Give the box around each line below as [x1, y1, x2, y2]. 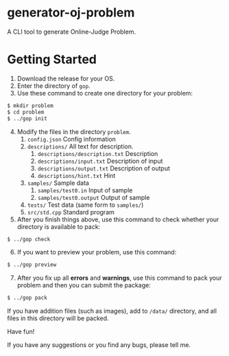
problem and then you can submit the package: [16, 281, 151, 289]
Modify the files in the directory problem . [16, 127, 132, 135]
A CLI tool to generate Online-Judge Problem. [7, 27, 136, 36]
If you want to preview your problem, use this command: [16, 248, 177, 256]
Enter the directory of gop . [16, 81, 91, 90]
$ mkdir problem [7, 102, 53, 109]
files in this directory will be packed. [7, 314, 109, 322]
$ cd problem [7, 109, 45, 115]
